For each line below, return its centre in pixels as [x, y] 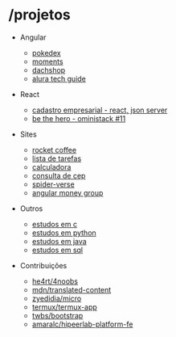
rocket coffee [54, 150]
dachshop [49, 70]
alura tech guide [59, 78]
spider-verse [53, 184]
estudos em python [64, 233]
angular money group [68, 192]
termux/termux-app [65, 307]
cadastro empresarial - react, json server [100, 110]
